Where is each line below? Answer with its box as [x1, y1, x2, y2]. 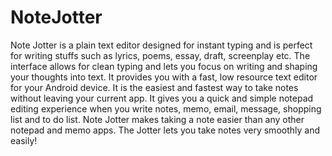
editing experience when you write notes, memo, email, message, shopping [10, 102, 322, 115]
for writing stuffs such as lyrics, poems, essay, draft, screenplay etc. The [10, 49, 311, 61]
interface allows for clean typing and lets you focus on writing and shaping [10, 60, 318, 72]
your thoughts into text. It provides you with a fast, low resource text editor [10, 71, 318, 83]
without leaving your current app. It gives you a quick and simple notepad [10, 92, 314, 104]
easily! [10, 134, 38, 146]
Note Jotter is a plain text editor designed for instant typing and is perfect [10, 39, 313, 51]
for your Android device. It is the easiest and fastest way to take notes [10, 81, 299, 93]
